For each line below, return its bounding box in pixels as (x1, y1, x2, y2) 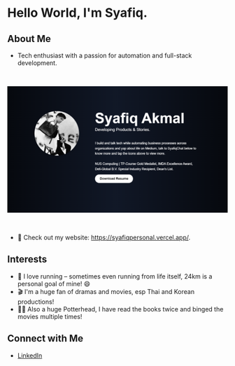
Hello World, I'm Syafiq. (7, 5, 148, 21)
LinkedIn (17, 351, 43, 360)
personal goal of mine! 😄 (17, 279, 91, 288)
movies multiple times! (17, 312, 83, 321)
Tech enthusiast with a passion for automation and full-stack (17, 51, 192, 59)
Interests (7, 253, 48, 265)
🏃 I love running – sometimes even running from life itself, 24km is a (17, 272, 213, 281)
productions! (17, 297, 55, 306)
